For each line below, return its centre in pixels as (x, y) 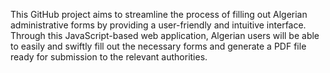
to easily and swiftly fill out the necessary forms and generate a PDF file (158, 46)
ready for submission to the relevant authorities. (109, 57)
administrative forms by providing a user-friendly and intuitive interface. (158, 25)
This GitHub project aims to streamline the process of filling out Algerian (159, 14)
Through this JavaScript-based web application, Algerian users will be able (165, 35)
